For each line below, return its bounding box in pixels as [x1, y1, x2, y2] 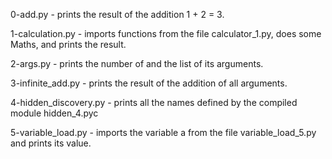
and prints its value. [10, 137, 92, 149]
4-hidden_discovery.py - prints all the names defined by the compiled [10, 97, 298, 108]
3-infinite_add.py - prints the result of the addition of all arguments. [10, 77, 288, 89]
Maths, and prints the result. [10, 39, 127, 50]
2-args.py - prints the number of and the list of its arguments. [10, 58, 264, 69]
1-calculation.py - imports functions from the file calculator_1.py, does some [10, 28, 322, 39]
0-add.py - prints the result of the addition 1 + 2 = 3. [10, 9, 225, 20]
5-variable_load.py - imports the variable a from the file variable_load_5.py [10, 127, 317, 138]
